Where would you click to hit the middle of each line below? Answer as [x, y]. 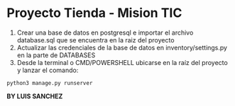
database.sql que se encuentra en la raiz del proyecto [95, 40]
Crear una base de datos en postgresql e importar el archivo [105, 33]
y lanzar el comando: [48, 70]
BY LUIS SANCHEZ [35, 96]
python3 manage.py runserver [50, 83]
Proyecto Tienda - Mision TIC [94, 13]
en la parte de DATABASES [56, 55]
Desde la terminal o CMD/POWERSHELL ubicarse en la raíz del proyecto [122, 62]
